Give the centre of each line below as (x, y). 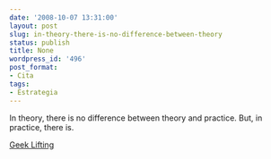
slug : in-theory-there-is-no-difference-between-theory (116, 34)
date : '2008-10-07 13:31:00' (64, 17)
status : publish (39, 42)
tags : (19, 84)
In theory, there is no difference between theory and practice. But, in (136, 118)
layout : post (34, 26)
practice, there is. (42, 127)
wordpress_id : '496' (48, 59)
